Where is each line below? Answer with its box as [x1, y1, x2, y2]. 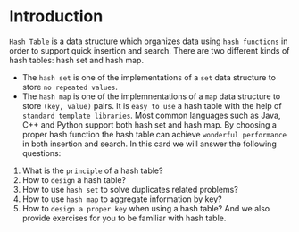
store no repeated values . [21, 81, 119, 92]
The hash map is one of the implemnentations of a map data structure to [21, 91, 281, 102]
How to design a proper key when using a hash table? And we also [21, 203, 270, 213]
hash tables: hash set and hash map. [9, 54, 145, 65]
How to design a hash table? [21, 174, 127, 185]
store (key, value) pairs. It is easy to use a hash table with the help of [21, 100, 283, 111]
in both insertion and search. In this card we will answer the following [21, 138, 277, 149]
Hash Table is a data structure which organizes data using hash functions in [9, 36, 288, 46]
